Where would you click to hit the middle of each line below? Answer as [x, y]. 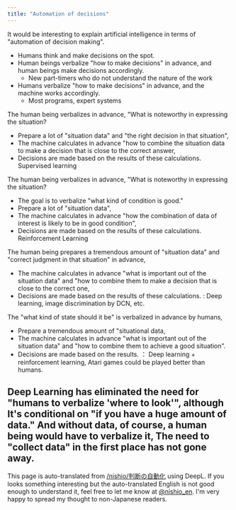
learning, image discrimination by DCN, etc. [81, 303]
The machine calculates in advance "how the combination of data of [117, 215]
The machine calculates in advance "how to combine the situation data [121, 143]
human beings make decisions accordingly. [81, 70]
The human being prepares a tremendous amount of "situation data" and [113, 251]
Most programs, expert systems [75, 101]
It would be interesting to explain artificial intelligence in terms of [102, 34]
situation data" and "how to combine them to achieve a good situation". [122, 346]
